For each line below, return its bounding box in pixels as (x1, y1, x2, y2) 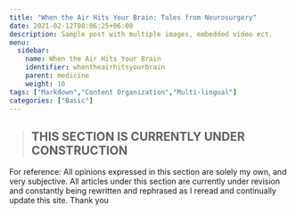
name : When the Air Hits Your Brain (25, 54, 162, 63)
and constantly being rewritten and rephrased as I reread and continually (9, 185, 276, 196)
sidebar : (17, 46, 50, 55)
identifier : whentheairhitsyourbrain (25, 63, 166, 72)
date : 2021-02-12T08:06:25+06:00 (9, 21, 134, 30)
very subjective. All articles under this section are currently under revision (9, 176, 281, 187)
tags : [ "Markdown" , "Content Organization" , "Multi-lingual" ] (9, 87, 238, 96)
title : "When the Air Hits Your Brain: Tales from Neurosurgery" (9, 12, 257, 22)
